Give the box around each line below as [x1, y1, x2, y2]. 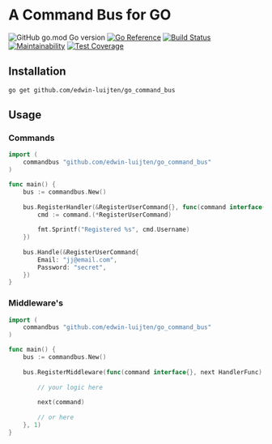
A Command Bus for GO [8, 6, 172, 24]
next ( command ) [37, 399, 85, 407]
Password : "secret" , [37, 263, 107, 271]
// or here [37, 413, 74, 422]
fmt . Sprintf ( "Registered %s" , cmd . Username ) [37, 225, 190, 234]
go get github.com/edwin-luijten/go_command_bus [8, 86, 176, 94]
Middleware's [8, 297, 63, 309]
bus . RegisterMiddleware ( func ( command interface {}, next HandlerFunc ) [23, 368, 263, 376]
